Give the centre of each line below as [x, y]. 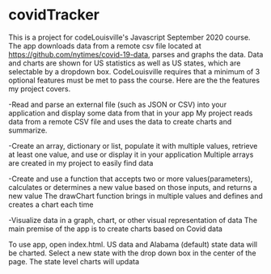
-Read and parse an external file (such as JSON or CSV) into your [118, 104]
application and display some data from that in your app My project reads [131, 113]
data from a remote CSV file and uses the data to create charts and [120, 121]
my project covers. [40, 89]
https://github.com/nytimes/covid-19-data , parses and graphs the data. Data [136, 54]
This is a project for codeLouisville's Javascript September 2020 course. [129, 37]
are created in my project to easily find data [81, 162]
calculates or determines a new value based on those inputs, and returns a [133, 187]
